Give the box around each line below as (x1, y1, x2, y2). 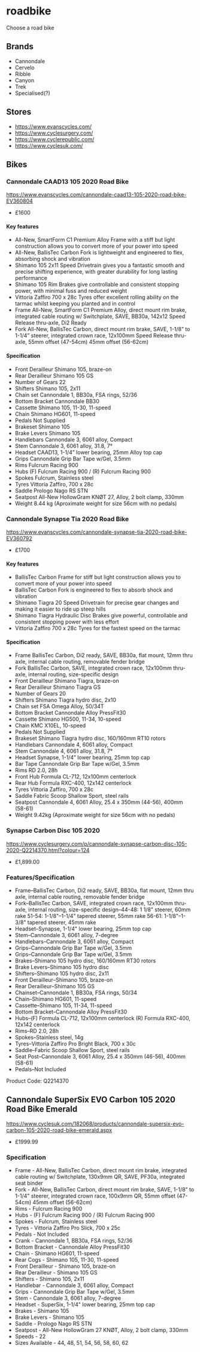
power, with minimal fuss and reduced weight (14, 287, 128, 295)
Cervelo (14, 64, 35, 71)
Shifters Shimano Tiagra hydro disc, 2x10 (14, 696, 117, 704)
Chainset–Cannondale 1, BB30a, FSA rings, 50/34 (14, 989, 138, 996)
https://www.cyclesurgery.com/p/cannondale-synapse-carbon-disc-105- (6, 840, 187, 847)
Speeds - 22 (14, 1333, 46, 1340)
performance (14, 275, 48, 282)
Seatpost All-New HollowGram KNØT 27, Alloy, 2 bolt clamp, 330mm (14, 493, 184, 500)
